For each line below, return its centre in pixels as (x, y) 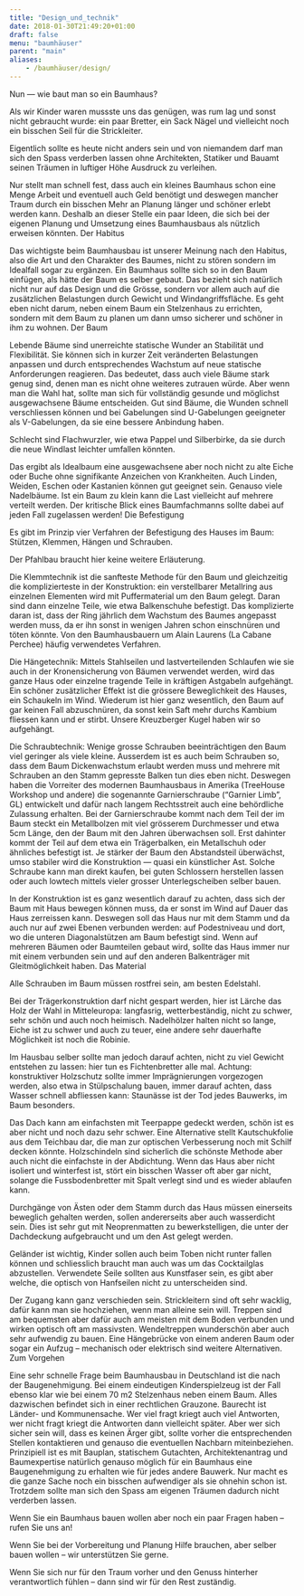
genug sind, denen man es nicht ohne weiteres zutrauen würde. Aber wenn (150, 383)
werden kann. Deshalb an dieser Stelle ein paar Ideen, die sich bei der (139, 214)
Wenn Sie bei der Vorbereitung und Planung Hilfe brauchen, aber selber (143, 1544)
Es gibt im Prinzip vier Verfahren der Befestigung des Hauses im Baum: (142, 532)
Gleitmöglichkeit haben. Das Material (78, 965)
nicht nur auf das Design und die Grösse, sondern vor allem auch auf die (145, 289)
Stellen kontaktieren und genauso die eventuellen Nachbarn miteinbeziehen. (152, 1442)
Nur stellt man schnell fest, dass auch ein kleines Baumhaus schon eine (142, 185)
